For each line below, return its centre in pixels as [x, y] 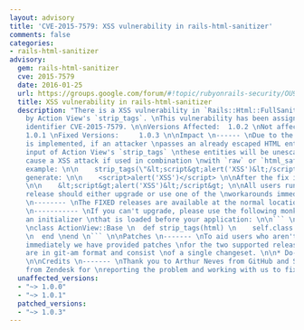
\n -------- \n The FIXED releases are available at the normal [145, 203]
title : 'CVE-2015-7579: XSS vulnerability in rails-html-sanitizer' [141, 26]
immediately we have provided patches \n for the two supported [147, 245]
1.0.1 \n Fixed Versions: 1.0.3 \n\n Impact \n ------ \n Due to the [160, 136]
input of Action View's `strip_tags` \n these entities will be [147, 152]
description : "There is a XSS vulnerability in [109, 110]
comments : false [40, 34]
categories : [32, 43]
